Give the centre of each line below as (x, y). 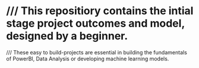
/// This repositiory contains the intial (100, 11)
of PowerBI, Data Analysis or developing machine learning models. (88, 59)
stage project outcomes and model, (96, 23)
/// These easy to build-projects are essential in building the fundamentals (97, 52)
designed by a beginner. (67, 36)
